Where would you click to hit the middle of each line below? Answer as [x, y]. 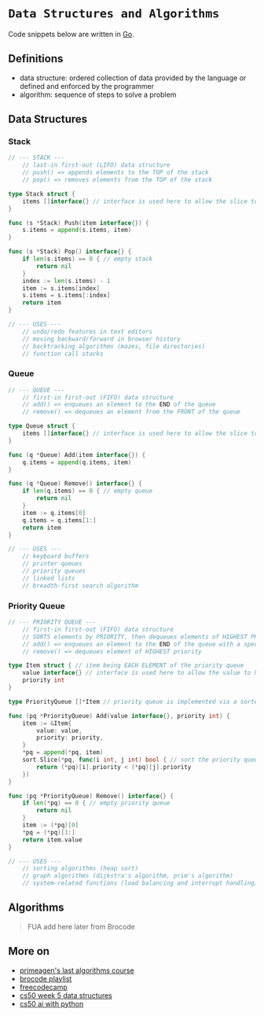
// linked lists [49, 578]
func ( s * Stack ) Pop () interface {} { [70, 252]
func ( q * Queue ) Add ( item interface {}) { [77, 455]
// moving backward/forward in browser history [101, 339]
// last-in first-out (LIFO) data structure [96, 165]
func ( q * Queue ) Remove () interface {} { [75, 484]
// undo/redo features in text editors [88, 331]
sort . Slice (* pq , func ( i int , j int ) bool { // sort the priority [132, 760]
